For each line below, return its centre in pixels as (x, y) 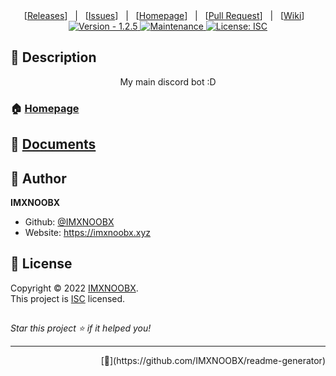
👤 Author (38, 178)
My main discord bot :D (168, 81)
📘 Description (53, 57)
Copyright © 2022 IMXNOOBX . (74, 288)
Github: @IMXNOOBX (69, 221)
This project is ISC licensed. (68, 298)
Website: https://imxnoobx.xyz (88, 232)
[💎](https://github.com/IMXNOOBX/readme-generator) (213, 361)
